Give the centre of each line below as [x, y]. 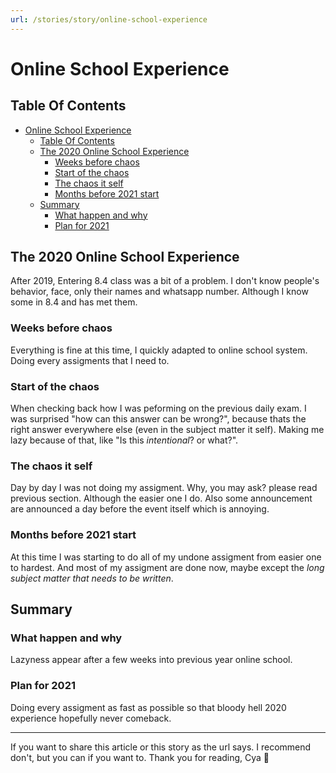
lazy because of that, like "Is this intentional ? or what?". [124, 440]
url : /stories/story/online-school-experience [109, 19]
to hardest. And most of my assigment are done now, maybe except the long [167, 567]
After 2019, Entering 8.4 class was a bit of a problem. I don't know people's [165, 281]
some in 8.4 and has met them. [74, 302]
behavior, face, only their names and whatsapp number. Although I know [159, 292]
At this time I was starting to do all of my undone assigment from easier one [166, 557]
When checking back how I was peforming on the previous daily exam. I [158, 408]
